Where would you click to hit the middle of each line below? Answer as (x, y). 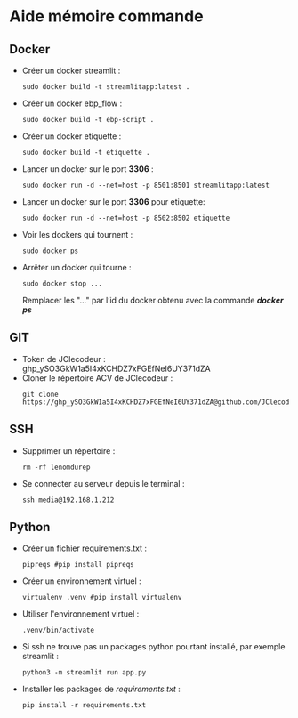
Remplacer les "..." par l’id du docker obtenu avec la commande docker (153, 300)
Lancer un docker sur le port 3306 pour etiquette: (114, 202)
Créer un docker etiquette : (72, 136)
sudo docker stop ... (62, 284)
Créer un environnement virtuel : (82, 581)
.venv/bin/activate (58, 630)
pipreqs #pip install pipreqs (78, 565)
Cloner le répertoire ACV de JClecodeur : (97, 378)
